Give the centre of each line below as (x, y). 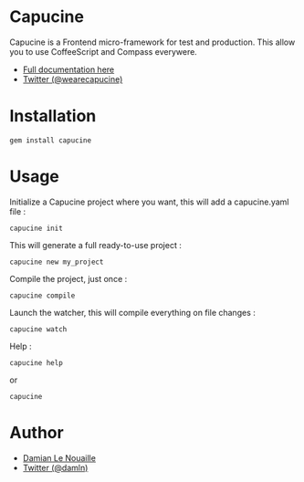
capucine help (37, 362)
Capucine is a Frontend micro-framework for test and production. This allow (152, 42)
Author (37, 433)
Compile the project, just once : (68, 278)
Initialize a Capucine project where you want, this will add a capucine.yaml (149, 202)
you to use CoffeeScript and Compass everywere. (104, 51)
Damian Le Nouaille (59, 457)
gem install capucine (51, 140)
